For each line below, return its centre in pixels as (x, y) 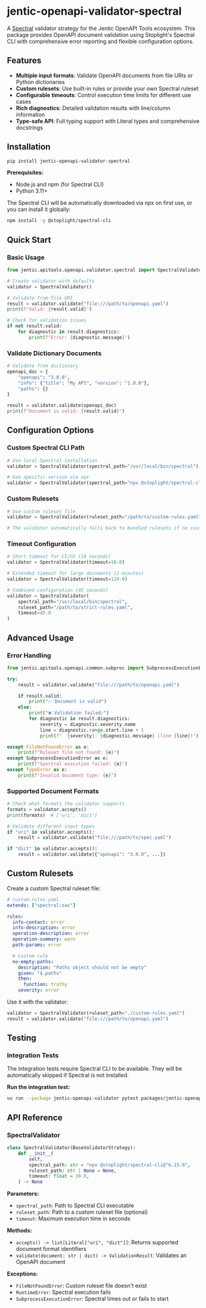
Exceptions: (23, 1274)
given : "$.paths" (40, 973)
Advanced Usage (40, 638)
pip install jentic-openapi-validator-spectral (69, 161)
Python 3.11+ (32, 191)
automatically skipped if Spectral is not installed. (68, 1075)
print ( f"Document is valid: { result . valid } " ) (66, 411)
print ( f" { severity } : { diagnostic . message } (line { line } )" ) (119, 736)
